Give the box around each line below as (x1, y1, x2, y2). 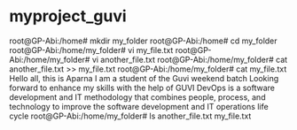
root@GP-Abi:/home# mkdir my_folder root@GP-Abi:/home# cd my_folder (9, 35, 277, 46)
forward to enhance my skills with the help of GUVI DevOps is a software (9, 82, 276, 93)
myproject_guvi (9, 6, 127, 27)
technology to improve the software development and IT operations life (9, 101, 269, 111)
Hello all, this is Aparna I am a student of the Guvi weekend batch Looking (9, 73, 279, 83)
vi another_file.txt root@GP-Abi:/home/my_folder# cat (91, 54, 288, 65)
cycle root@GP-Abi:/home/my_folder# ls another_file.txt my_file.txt (9, 111, 252, 121)
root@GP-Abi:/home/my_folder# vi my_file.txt (9, 44, 174, 55)
